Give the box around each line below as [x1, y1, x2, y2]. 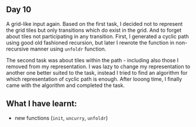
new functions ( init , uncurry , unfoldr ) [14, 114, 108, 121]
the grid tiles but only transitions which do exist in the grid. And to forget [6, 26, 181, 34]
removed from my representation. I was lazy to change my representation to [6, 63, 191, 70]
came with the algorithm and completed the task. [6, 82, 125, 89]
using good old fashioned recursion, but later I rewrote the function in [6, 39, 175, 46]
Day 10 [6, 5, 31, 15]
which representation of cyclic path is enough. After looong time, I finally [6, 75, 182, 82]
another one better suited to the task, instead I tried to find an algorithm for [6, 69, 188, 76]
